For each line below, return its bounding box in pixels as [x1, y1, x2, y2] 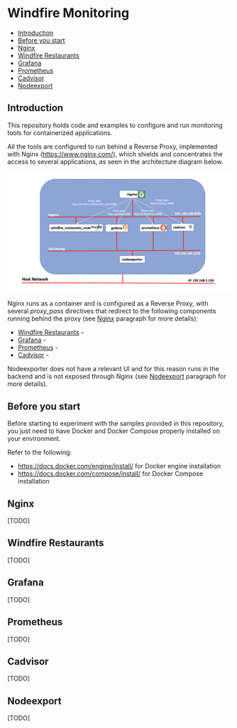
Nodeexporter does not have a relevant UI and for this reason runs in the [7, 365, 220, 373]
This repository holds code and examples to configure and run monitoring [7, 121, 224, 129]
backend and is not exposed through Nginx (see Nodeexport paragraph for [7, 372, 227, 381]
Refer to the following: [7, 448, 72, 456]
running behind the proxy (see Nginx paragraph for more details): [7, 314, 199, 323]
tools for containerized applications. [7, 128, 113, 136]
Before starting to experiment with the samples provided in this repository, [7, 419, 225, 428]
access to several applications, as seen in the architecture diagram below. [7, 157, 224, 166]
